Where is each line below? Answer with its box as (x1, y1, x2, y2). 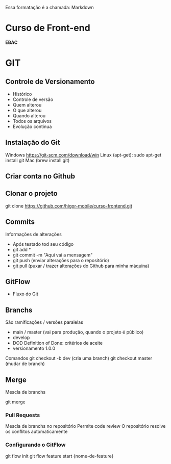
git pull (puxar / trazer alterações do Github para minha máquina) (12, 263, 150, 269)
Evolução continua (12, 123, 52, 130)
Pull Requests (5, 411, 40, 419)
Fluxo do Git (12, 291, 38, 297)
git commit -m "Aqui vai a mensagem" (12, 252, 93, 258)
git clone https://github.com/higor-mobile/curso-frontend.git (5, 202, 133, 209)
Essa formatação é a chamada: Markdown (5, 5, 94, 10)
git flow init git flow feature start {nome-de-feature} (5, 453, 114, 459)
